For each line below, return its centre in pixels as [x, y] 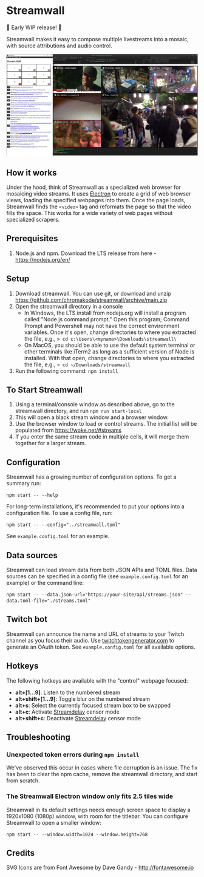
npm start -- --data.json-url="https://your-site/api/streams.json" [95, 595]
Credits [21, 853]
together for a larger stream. [50, 443]
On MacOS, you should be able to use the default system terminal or [110, 345]
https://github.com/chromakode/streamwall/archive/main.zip [91, 300]
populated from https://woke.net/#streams [68, 430]
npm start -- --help [32, 496]
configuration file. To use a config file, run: [59, 513]
